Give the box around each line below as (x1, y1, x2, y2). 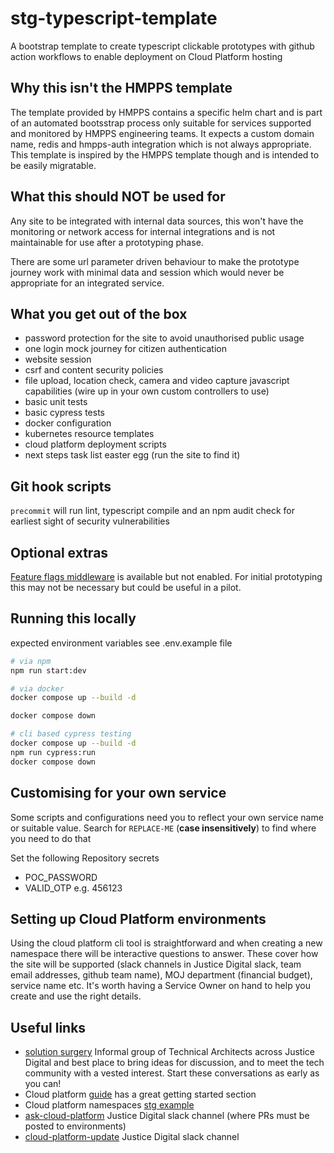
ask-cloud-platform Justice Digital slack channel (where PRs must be (24, 1110, 310, 1122)
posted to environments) (24, 1120, 127, 1132)
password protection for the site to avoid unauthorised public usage (24, 332, 305, 344)
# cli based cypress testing (10, 729, 132, 739)
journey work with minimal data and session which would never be (10, 266, 285, 278)
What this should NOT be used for (10, 188, 226, 206)
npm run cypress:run (10, 747, 97, 757)
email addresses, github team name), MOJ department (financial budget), (10, 969, 313, 981)
